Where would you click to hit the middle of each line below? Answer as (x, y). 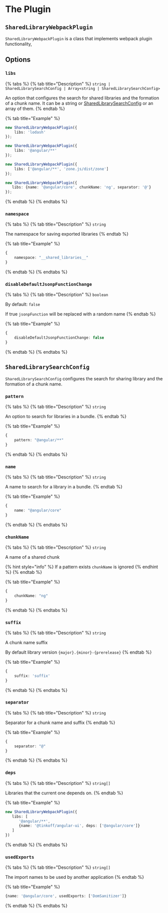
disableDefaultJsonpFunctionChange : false (59, 338)
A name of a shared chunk (33, 557)
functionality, (19, 44)
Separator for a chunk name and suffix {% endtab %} (60, 723)
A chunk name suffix (27, 642)
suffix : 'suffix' (32, 676)
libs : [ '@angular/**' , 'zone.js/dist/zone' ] (61, 169)
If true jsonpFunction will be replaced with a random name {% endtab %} (81, 314)
